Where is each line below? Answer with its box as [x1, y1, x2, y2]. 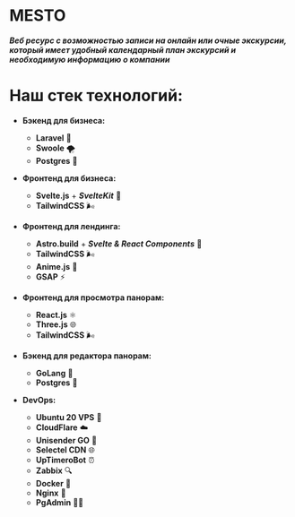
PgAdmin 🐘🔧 [35, 496, 83, 507]
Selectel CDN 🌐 [35, 444, 96, 455]
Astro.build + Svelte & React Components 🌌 [35, 238, 203, 249]
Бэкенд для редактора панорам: [22, 350, 152, 361]
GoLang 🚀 [35, 367, 74, 378]
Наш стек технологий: [9, 86, 184, 106]
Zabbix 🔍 [35, 465, 74, 476]
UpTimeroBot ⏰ [35, 454, 95, 465]
